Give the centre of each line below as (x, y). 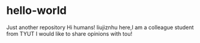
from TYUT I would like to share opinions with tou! (69, 33)
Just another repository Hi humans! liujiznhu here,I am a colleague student (100, 27)
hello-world (37, 11)
